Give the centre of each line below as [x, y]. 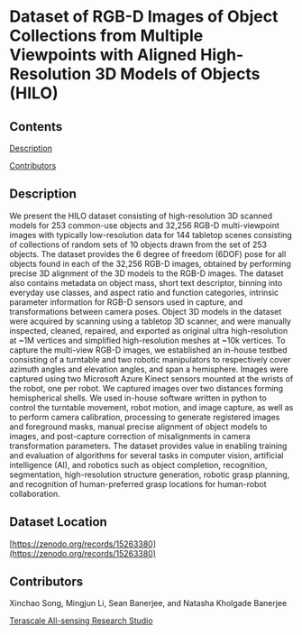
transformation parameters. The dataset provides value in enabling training [148, 446]
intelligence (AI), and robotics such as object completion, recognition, [138, 465]
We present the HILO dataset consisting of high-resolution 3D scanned [141, 216]
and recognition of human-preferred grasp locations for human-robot [138, 483]
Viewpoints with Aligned [103, 55]
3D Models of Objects [177, 74]
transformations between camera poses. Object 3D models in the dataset [146, 311]
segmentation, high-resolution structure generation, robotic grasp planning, [150, 474]
